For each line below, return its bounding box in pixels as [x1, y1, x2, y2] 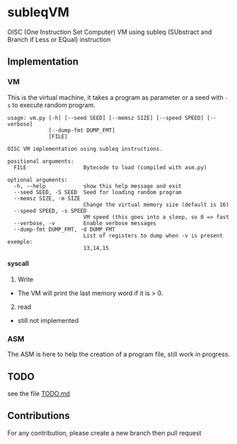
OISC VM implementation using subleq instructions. [7, 145, 163, 152]
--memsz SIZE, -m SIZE [13, 195, 81, 202]
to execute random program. [12, 101, 96, 109]
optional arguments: [7, 176, 69, 183]
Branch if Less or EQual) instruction [7, 35, 111, 43]
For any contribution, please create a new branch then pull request [7, 428, 202, 437]
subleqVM [7, 4, 69, 21]
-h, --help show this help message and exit [13, 182, 182, 190]
